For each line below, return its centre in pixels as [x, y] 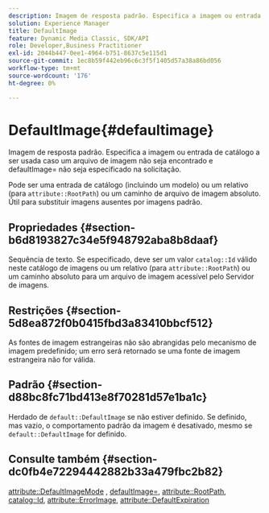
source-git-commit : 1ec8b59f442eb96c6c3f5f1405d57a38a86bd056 [115, 61]
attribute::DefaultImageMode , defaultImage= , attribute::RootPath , [118, 491]
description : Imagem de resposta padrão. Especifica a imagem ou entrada [135, 16]
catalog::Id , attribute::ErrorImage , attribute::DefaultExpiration [109, 499]
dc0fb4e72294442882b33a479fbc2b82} [116, 472]
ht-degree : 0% [32, 83]
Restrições [36, 310]
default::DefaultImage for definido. [68, 434]
